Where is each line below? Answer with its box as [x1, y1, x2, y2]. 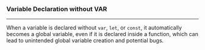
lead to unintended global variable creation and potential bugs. [6, 37, 164, 44]
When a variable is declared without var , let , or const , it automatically [6, 24, 182, 31]
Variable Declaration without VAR [6, 5, 107, 13]
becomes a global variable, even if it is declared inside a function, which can [6, 31, 198, 38]
